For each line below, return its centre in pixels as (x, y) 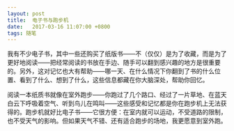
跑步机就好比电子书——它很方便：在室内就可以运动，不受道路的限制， (126, 112)
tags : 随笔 (22, 33)
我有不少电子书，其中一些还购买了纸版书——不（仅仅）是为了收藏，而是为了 (117, 54)
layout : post (26, 14)
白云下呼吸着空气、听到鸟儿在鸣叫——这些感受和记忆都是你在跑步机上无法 (114, 103)
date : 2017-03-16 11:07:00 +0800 (59, 26)
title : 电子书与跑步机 (38, 20)
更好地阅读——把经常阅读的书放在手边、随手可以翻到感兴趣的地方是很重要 (114, 63)
